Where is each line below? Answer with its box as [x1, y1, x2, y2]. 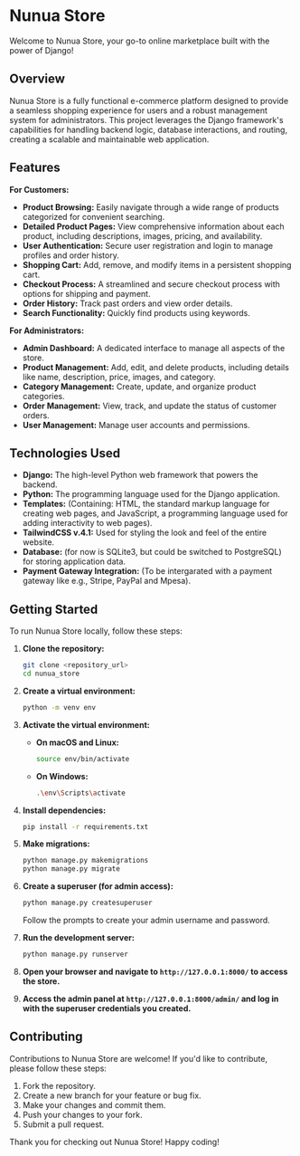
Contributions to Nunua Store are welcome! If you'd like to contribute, [9, 1053, 268, 1064]
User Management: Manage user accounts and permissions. [22, 419, 250, 430]
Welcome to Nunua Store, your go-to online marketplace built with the [9, 35, 270, 46]
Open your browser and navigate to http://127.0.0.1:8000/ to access [22, 966, 288, 977]
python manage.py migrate [22, 865, 120, 874]
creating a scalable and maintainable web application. [9, 133, 210, 145]
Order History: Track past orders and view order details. [22, 298, 233, 309]
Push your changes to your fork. [22, 1109, 143, 1120]
